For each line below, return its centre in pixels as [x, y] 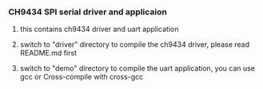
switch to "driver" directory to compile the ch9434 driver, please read [135, 44]
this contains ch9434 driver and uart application [99, 29]
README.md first [48, 53]
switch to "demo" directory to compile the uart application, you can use [137, 68]
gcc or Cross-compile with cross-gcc [82, 77]
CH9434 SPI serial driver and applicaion [88, 12]
